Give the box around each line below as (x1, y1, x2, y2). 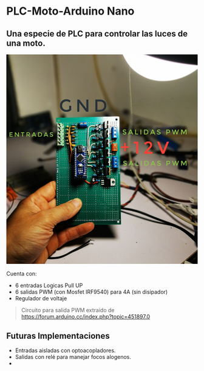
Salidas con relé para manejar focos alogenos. (15, 353, 132, 361)
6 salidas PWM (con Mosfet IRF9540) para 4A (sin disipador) (15, 288, 168, 296)
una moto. (6, 38, 46, 48)
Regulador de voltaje (15, 295, 67, 302)
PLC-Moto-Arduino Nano (6, 4, 135, 18)
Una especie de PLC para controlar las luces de (6, 29, 188, 39)
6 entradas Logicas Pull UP (15, 282, 83, 290)
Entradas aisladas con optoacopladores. (15, 347, 116, 354)
